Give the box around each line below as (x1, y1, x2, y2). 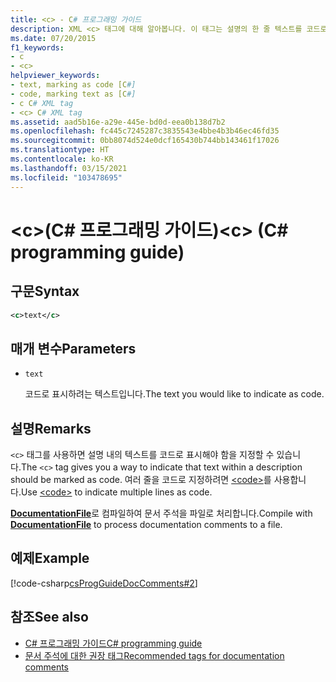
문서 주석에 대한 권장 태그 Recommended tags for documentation (24, 649, 285, 661)
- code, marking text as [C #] (10, 89, 137, 99)
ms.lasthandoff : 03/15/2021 (10, 163, 128, 173)
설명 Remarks (10, 420, 92, 437)
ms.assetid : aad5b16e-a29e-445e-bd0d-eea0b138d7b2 (10, 117, 226, 127)
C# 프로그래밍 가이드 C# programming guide (24, 637, 203, 649)
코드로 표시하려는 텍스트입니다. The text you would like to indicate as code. (24, 388, 325, 400)
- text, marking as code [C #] (10, 80, 137, 90)
